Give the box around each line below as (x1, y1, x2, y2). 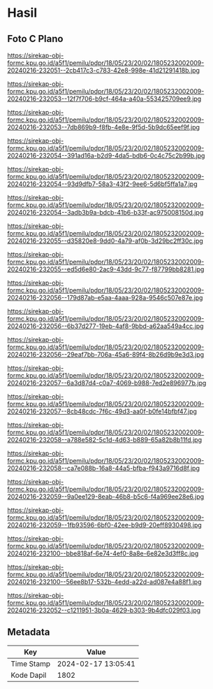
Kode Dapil (10, 670, 47, 680)
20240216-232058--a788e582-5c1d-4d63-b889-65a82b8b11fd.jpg (7, 436, 203, 443)
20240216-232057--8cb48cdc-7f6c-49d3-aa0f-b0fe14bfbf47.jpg (7, 407, 198, 415)
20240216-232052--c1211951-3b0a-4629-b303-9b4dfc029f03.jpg (7, 606, 201, 614)
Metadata (7, 626, 50, 638)
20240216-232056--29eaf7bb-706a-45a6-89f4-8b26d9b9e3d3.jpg (7, 350, 205, 358)
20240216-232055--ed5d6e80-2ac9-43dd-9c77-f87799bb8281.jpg (7, 265, 205, 274)
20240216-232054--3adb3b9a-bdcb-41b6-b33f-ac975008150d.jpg (7, 208, 204, 216)
